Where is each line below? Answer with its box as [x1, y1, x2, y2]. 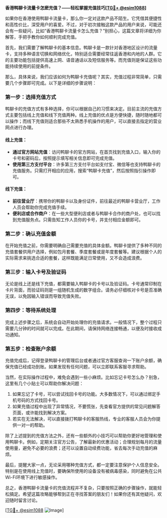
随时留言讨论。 [9, 497, 40, 503]
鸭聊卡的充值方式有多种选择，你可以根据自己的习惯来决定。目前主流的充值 [5, 106, 158, 112]
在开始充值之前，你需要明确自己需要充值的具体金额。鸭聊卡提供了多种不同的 [5, 243, 162, 248]
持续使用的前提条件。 [9, 63, 53, 69]
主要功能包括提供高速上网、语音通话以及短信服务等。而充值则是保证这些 [9, 57, 158, 63]
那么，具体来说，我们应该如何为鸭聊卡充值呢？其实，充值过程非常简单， [5, 74, 153, 80]
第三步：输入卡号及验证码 [5, 268, 67, 275]
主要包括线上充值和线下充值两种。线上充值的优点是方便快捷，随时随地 [9, 112, 153, 118]
